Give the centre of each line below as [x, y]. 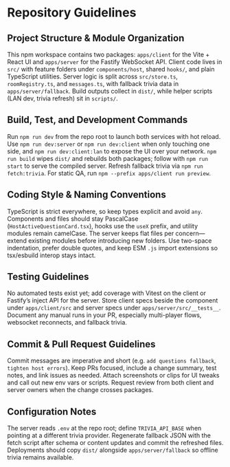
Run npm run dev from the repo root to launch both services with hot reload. [114, 136]
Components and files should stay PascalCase [73, 219]
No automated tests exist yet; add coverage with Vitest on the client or [106, 293]
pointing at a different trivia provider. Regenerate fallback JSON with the [109, 435]
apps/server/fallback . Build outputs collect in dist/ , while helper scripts [110, 91]
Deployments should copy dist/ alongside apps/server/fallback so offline [113, 450]
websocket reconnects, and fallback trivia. [67, 323]
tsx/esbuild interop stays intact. [51, 255]
